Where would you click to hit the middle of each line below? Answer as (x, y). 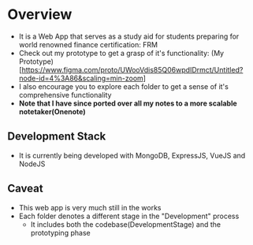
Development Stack (57, 137)
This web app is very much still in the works (90, 207)
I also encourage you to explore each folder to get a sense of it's (124, 86)
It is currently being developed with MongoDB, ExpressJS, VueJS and (132, 155)
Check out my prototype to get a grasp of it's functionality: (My (121, 53)
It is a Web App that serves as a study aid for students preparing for (129, 36)
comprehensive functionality (65, 95)
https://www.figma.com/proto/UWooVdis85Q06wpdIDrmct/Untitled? (132, 69)
